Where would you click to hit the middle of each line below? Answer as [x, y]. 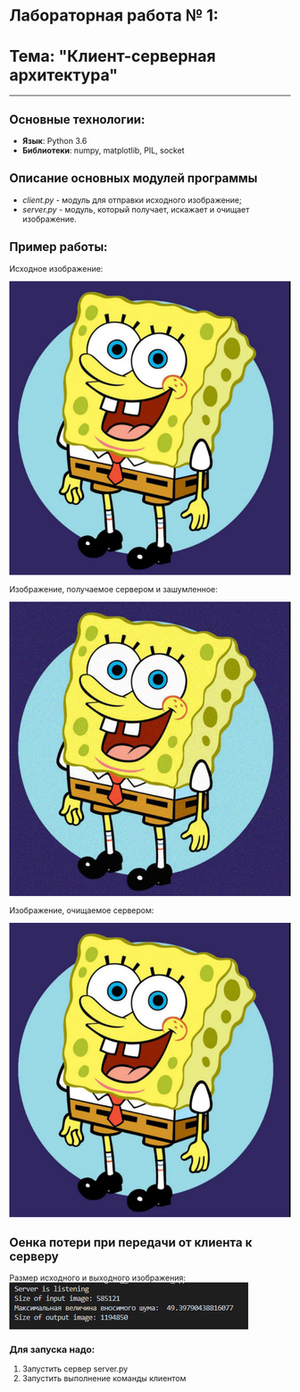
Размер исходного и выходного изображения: [97, 1278]
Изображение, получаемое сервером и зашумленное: [114, 590]
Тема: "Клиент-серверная [112, 57]
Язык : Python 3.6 [54, 140]
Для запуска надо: [52, 1350]
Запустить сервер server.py [75, 1369]
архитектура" [64, 75]
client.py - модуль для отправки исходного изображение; [132, 200]
